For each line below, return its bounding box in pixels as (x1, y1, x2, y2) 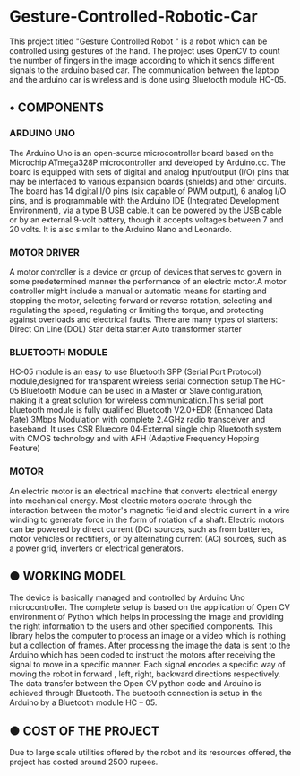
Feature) (9, 442, 40, 454)
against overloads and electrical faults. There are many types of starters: (9, 314, 279, 325)
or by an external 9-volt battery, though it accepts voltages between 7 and (9, 214, 284, 225)
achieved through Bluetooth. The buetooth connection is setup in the (9, 688, 263, 699)
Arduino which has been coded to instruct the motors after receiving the (9, 650, 276, 660)
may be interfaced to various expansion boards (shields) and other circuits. (9, 176, 287, 187)
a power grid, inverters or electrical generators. (9, 543, 184, 554)
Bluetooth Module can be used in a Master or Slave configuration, (21, 386, 264, 397)
